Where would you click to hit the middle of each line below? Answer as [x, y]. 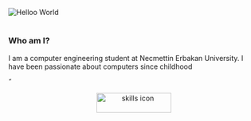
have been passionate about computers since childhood [100, 66]
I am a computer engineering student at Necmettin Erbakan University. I [126, 58]
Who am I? [29, 41]
